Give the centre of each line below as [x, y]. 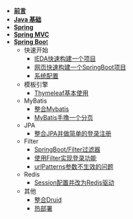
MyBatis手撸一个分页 [64, 117]
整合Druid [48, 200]
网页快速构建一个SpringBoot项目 [80, 67]
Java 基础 [27, 19]
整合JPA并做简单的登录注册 [73, 133]
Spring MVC [31, 34]
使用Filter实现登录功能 [65, 158]
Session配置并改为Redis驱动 [74, 182]
